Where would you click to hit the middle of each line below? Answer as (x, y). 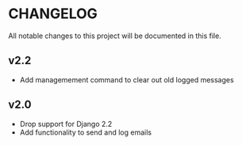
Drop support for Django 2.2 (66, 124)
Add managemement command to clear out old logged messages (127, 79)
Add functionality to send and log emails (86, 132)
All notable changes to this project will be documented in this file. (115, 36)
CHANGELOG (53, 14)
